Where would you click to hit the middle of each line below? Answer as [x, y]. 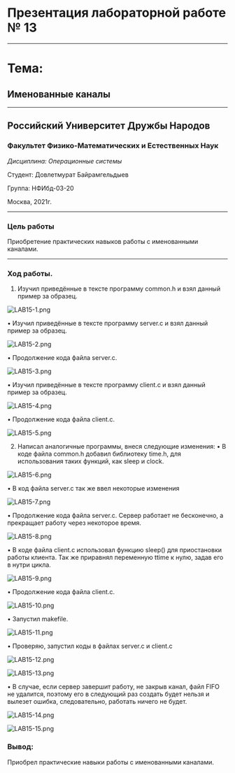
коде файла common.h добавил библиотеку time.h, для [99, 454]
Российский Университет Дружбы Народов [109, 126]
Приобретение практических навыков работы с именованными [103, 241]
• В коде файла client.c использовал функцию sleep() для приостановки [115, 550]
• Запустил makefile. [38, 619]
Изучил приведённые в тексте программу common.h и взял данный [119, 289]
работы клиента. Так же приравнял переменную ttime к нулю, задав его [115, 558]
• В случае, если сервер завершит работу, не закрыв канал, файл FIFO [114, 687]
